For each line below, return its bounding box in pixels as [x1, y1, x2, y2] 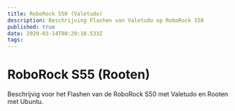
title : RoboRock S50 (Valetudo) [7, 10, 103, 18]
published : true [7, 23, 55, 30]
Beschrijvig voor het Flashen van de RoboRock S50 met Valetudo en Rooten [7, 90, 229, 98]
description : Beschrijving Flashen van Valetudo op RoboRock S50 [7, 17, 204, 24]
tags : [7, 37, 23, 44]
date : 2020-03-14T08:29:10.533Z [7, 30, 103, 37]
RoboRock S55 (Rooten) [7, 67, 150, 83]
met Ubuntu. [7, 98, 44, 106]
